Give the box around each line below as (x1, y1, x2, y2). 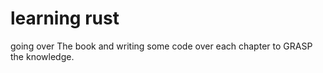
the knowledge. (10, 50, 75, 62)
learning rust (10, 7, 120, 30)
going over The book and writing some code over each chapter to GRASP (10, 40, 313, 52)
